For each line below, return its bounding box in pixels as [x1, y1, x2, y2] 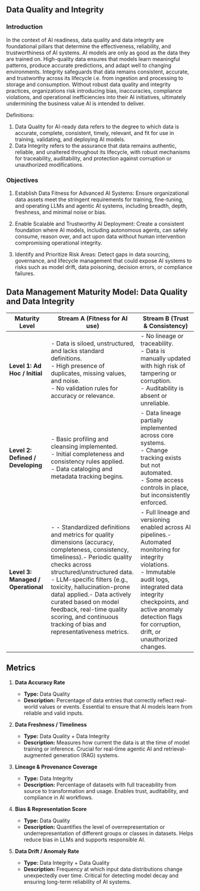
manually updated [140, 354, 191, 362]
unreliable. [140, 399, 170, 407]
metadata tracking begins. [50, 472, 124, 480]
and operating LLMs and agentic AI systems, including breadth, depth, [14, 202, 187, 209]
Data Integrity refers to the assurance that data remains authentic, [14, 142, 177, 149]
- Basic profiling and [50, 434, 109, 443]
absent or [140, 391, 168, 400]
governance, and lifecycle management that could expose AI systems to [14, 257, 192, 264]
